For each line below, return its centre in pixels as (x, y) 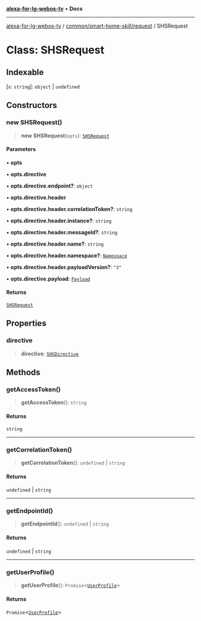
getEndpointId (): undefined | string (65, 524)
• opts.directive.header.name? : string (55, 244)
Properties (26, 323)
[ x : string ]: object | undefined (43, 87)
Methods (23, 373)
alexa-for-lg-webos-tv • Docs (44, 9)
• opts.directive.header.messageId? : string (62, 232)
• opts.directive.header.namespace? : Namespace (67, 255)
